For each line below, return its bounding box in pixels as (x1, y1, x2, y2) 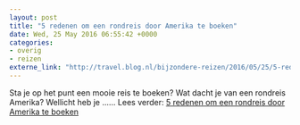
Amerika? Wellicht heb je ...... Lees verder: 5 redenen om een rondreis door (9, 96, 286, 107)
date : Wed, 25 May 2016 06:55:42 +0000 (9, 29, 158, 38)
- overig (9, 46, 42, 55)
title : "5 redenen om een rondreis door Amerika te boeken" (9, 21, 238, 30)
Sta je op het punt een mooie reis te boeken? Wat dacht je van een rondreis (9, 87, 286, 98)
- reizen (9, 54, 42, 63)
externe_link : (9, 63, 62, 72)
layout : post (9, 12, 58, 22)
